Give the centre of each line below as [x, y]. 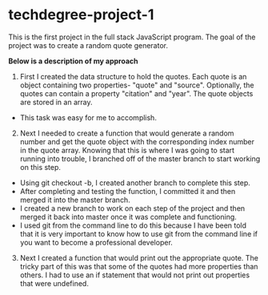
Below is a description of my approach [73, 61]
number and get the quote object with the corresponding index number [137, 141]
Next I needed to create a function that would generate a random [127, 133]
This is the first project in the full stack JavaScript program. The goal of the [132, 37]
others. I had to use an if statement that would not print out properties [135, 275]
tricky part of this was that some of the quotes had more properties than [139, 266]
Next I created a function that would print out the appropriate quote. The [139, 257]
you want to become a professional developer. [96, 242]
